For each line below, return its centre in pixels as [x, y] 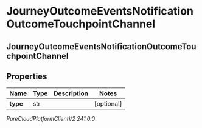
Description [71, 93]
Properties [27, 76]
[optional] [108, 104]
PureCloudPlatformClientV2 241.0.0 [51, 119]
